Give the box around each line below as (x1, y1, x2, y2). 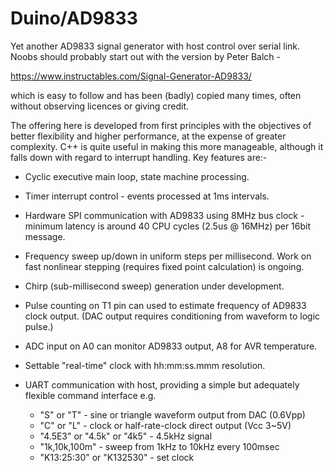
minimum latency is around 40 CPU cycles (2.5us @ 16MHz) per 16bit (24, 220, 312, 232)
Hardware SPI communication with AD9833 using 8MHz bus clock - (24, 209, 305, 221)
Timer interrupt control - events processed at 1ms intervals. (24, 190, 270, 202)
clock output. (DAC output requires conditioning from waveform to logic (24, 310, 321, 322)
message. (24, 230, 66, 242)
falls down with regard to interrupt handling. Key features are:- (10, 151, 268, 163)
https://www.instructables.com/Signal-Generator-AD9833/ (10, 70, 252, 82)
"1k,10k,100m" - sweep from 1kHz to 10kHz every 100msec (39, 440, 280, 452)
